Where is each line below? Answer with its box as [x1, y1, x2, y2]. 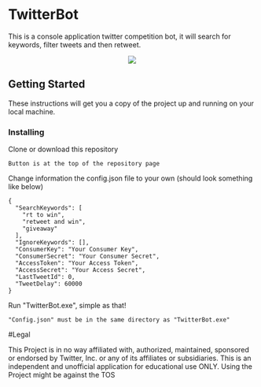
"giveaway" [22, 225, 58, 233]
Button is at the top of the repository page [8, 160, 160, 168]
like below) [8, 182, 44, 192]
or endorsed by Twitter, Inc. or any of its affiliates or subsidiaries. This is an [8, 353, 252, 363]
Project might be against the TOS [8, 370, 116, 380]
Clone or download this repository [8, 144, 119, 154]
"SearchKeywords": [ [15, 204, 83, 212]
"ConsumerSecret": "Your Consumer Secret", [15, 252, 160, 261]
